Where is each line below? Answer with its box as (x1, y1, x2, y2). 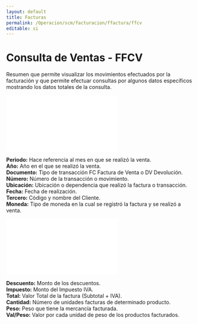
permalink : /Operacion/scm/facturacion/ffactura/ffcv (6, 20, 143, 26)
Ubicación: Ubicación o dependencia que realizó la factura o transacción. (6, 181, 187, 189)
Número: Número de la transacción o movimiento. (6, 175, 129, 183)
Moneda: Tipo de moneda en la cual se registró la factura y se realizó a (6, 200, 181, 208)
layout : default (6, 8, 46, 15)
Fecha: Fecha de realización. (6, 188, 77, 195)
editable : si (6, 25, 39, 32)
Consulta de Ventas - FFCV (6, 51, 143, 64)
